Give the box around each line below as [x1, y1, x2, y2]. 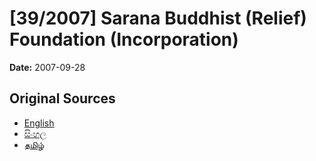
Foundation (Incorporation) [9, 28, 239, 51]
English [23, 117, 55, 129]
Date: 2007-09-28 [9, 61, 86, 73]
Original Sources [9, 90, 116, 107]
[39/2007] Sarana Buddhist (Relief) [9, 7, 307, 30]
